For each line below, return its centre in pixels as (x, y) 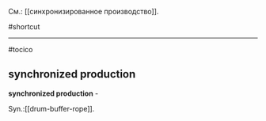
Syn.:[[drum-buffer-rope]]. (51, 108)
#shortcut (24, 26)
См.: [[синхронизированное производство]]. (84, 11)
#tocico (21, 49)
